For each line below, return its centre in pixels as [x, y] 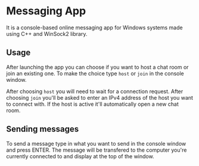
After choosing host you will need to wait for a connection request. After [95, 91]
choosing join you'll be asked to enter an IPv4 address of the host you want [100, 97]
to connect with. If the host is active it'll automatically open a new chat [92, 104]
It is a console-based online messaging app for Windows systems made [94, 27]
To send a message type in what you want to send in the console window [96, 143]
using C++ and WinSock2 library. [47, 33]
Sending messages [43, 129]
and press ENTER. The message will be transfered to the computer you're [97, 150]
